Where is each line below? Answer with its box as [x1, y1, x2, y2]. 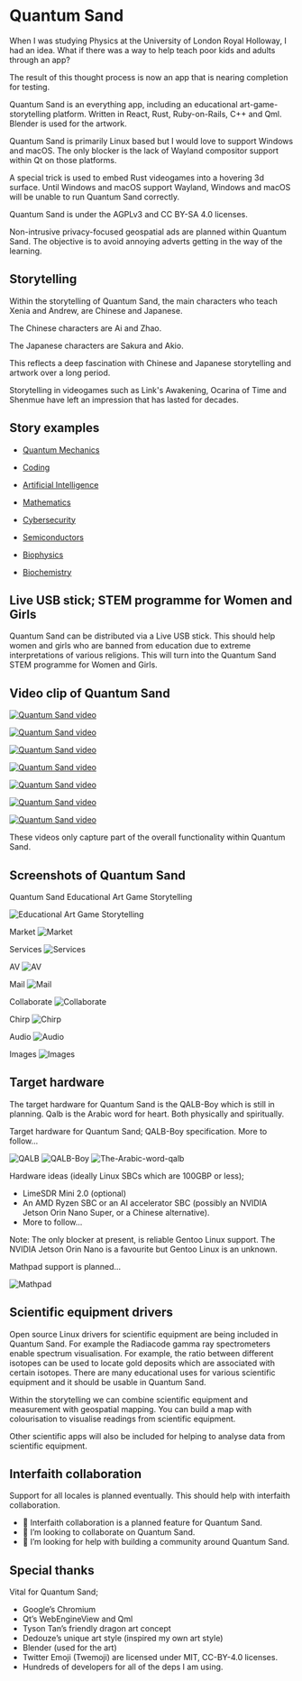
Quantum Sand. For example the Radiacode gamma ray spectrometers [9, 1338, 270, 1349]
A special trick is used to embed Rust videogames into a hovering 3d [9, 172, 264, 183]
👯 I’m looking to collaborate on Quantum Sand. [22, 1527, 196, 1538]
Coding [22, 462, 50, 473]
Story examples [9, 420, 100, 436]
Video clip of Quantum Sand [9, 685, 170, 701]
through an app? [9, 54, 70, 65]
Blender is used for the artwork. [9, 118, 128, 129]
